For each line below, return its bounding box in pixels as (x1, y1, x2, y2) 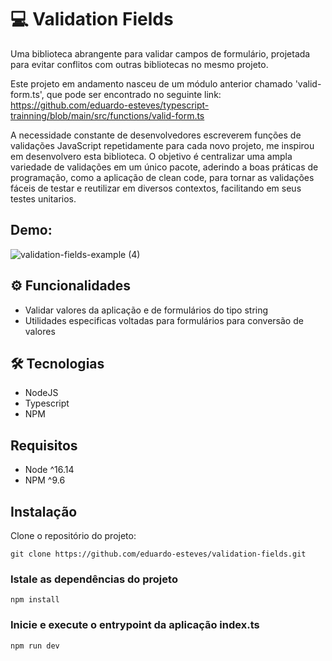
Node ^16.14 (24, 464, 75, 476)
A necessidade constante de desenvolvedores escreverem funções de (10, 129, 302, 141)
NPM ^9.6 (24, 474, 66, 486)
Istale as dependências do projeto (10, 572, 178, 586)
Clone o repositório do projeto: (10, 530, 137, 541)
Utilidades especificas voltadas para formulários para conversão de (24, 314, 304, 326)
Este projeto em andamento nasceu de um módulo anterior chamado (10, 77, 293, 90)
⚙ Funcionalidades (10, 277, 132, 295)
